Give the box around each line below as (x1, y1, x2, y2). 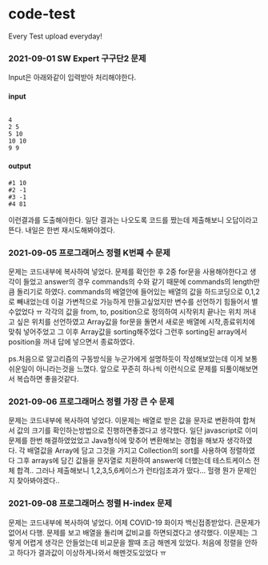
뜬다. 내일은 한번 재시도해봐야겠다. (8, 225, 116, 235)
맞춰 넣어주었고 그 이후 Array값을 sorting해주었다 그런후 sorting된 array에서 (8, 326, 248, 337)
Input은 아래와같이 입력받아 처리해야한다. (8, 73, 137, 83)
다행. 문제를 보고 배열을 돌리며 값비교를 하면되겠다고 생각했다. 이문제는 (29, 527, 250, 537)
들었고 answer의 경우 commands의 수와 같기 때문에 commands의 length (22, 276, 254, 286)
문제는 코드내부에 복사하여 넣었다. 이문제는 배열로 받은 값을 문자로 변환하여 (8, 416, 242, 426)
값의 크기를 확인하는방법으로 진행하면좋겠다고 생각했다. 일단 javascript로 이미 (16, 426, 258, 435)
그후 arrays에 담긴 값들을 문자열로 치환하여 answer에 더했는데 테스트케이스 (16, 456, 252, 466)
